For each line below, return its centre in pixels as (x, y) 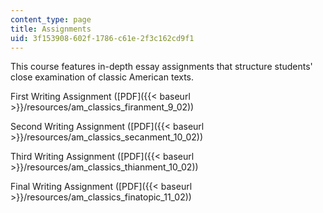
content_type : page (51, 19)
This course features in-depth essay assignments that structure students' (161, 67)
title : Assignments (51, 29)
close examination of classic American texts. (102, 77)
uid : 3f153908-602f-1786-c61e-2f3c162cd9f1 (102, 38)
